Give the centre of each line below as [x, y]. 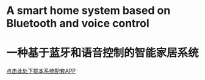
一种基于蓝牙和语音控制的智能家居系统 [103, 53]
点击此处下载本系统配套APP [41, 71]
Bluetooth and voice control [78, 23]
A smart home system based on [88, 11]
